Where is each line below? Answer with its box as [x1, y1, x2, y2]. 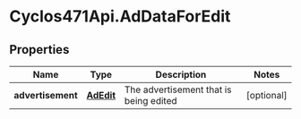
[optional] [245, 89, 288, 101]
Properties [9, 42, 70, 57]
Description [155, 69, 207, 81]
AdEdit [86, 89, 116, 101]
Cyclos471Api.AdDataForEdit [9, 6, 231, 27]
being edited [124, 95, 177, 106]
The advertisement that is [124, 83, 232, 96]
